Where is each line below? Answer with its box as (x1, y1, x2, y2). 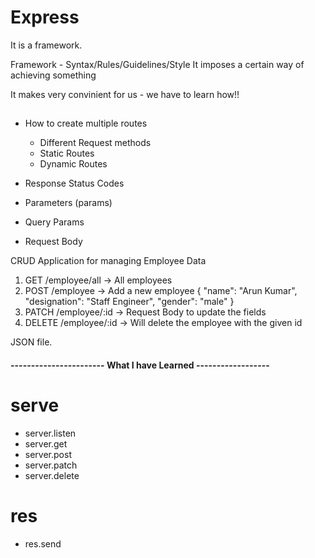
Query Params (24, 216, 85, 228)
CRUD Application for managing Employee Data (10, 255, 207, 267)
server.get (24, 437, 68, 450)
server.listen (24, 427, 77, 439)
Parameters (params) (24, 197, 113, 209)
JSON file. (10, 336, 53, 348)
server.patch (24, 459, 78, 471)
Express (10, 6, 80, 29)
